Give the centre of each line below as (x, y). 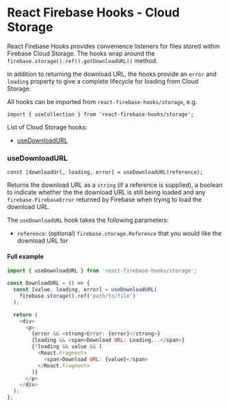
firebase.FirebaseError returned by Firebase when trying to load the (105, 199)
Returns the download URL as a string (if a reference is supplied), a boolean (115, 185)
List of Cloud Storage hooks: (47, 127)
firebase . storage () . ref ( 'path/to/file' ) (78, 296)
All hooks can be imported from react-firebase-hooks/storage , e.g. (102, 101)
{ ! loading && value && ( (67, 347)
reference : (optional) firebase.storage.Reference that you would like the (119, 234)
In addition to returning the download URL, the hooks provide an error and (112, 74)
